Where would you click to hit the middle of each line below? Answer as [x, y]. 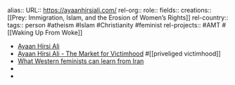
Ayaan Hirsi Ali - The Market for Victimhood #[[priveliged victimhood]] [119, 53]
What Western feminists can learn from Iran [81, 61]
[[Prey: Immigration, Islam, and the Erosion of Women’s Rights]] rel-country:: [118, 18]
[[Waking [20, 32]
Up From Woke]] [59, 32]
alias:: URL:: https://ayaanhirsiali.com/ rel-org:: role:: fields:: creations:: [109, 10]
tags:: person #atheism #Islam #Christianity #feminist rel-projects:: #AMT [114, 25]
